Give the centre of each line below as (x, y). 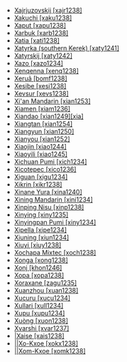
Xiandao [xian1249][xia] (49, 116)
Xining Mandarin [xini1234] (54, 200)
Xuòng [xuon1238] (41, 321)
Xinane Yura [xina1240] (48, 192)
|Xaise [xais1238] (39, 336)
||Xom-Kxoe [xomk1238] (50, 351)
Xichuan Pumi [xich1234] (50, 162)
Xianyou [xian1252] (42, 139)
